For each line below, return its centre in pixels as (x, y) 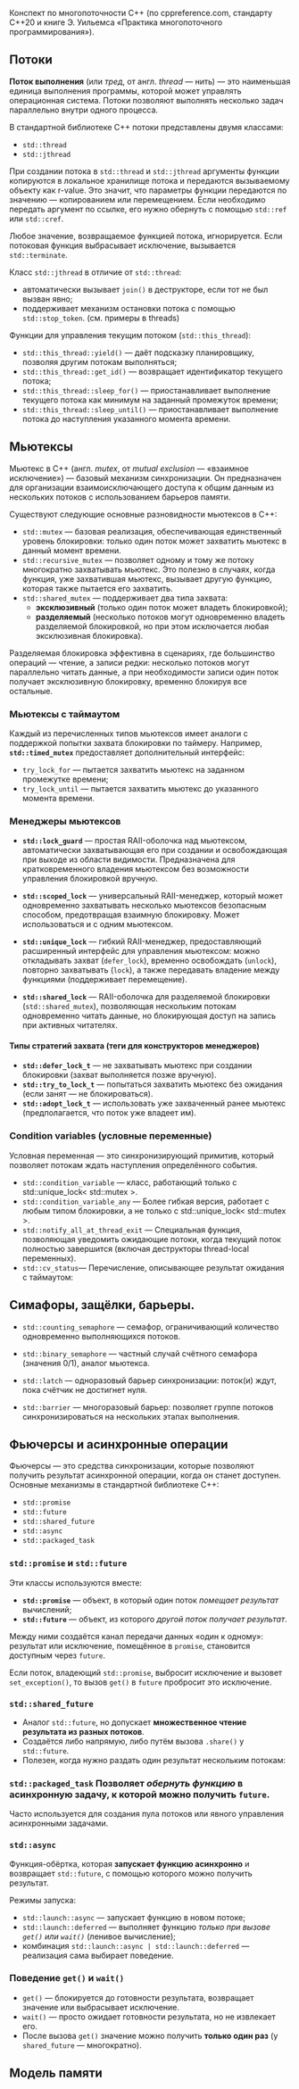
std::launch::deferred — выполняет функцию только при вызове (146, 1927)
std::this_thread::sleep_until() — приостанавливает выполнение (150, 409)
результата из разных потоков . (83, 1731)
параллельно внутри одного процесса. (84, 110)
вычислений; (47, 1609)
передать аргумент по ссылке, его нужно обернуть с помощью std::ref (148, 209)
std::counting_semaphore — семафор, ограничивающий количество (150, 1326)
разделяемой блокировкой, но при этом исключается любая (152, 626)
